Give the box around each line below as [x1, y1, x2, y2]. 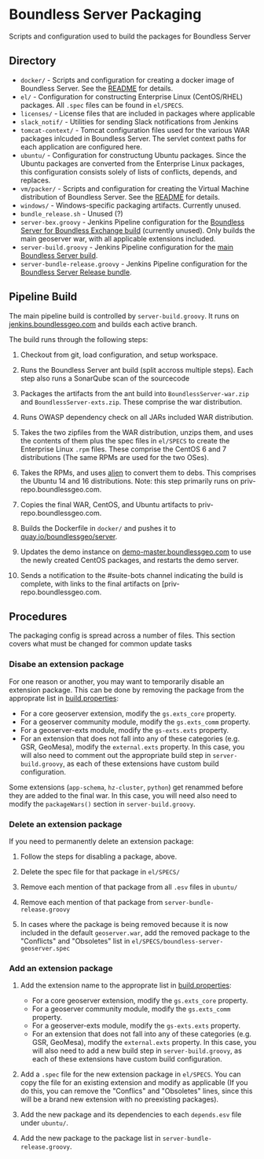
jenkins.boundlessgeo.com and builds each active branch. [9, 319, 198, 329]
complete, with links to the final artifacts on [20, 579, 160, 588]
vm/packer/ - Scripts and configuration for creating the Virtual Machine [20, 183, 250, 193]
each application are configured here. [20, 142, 143, 151]
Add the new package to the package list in [20, 1134, 161, 1143]
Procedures [9, 609, 68, 623]
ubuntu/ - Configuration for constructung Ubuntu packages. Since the [20, 150, 247, 160]
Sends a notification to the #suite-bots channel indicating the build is [20, 570, 244, 579]
